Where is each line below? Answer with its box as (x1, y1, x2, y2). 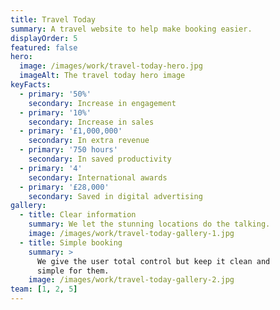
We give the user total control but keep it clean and (36, 256, 271, 266)
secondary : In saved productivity (28, 154, 172, 164)
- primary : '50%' (19, 89, 92, 99)
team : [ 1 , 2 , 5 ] (10, 284, 78, 295)
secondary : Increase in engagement (28, 98, 177, 108)
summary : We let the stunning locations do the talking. (28, 219, 271, 230)
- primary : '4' (19, 163, 83, 173)
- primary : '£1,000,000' (19, 126, 123, 136)
